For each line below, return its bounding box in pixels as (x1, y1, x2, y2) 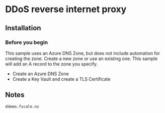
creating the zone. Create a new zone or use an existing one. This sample (5, 55, 157, 62)
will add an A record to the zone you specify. (5, 61, 98, 67)
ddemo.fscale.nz (5, 104, 39, 109)
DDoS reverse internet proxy (5, 4, 127, 15)
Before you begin (5, 39, 48, 46)
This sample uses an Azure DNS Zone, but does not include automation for (5, 50, 160, 56)
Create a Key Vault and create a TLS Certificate (12, 76, 111, 82)
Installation (5, 24, 41, 32)
